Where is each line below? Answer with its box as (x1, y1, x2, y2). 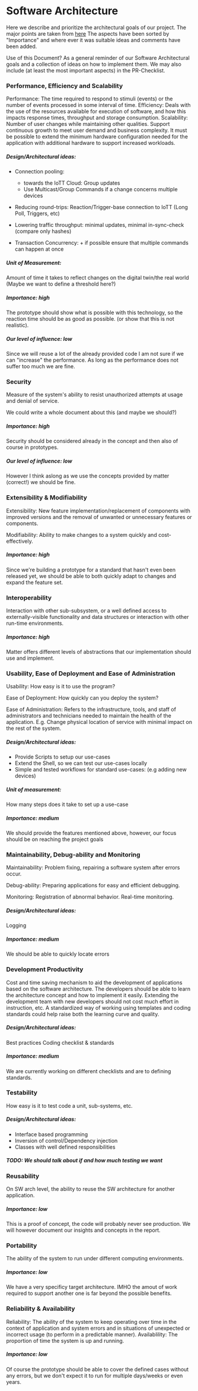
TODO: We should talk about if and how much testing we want (6, 1157, 163, 1164)
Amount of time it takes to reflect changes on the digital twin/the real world (6, 274, 190, 282)
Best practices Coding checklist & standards (6, 1039, 114, 1046)
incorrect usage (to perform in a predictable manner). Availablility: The (6, 1330, 178, 1338)
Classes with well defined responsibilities (14, 1143, 116, 1150)
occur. (6, 870, 22, 877)
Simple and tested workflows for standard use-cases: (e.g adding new (14, 766, 187, 773)
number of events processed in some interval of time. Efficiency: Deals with (6, 102, 191, 109)
